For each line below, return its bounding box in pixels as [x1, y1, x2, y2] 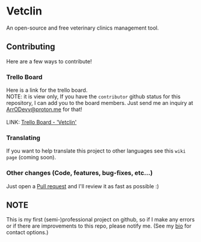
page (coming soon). [6, 154, 56, 161]
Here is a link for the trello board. [6, 86, 88, 94]
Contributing [6, 42, 55, 52]
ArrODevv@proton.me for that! [6, 106, 82, 113]
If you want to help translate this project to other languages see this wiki [6, 147, 186, 154]
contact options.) [6, 229, 49, 236]
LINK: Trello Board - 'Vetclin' [6, 119, 77, 126]
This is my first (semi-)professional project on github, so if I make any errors [6, 216, 195, 223]
